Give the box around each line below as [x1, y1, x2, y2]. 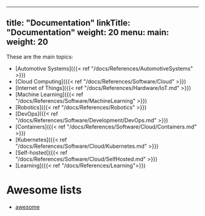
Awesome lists [6, 183, 82, 197]
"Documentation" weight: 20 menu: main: [6, 27, 170, 38]
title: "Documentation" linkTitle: [6, 18, 131, 28]
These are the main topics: [6, 53, 73, 60]
